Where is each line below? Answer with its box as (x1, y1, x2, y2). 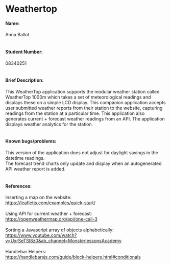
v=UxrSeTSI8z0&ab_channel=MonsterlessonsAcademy (5, 238, 121, 244)
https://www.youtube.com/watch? (5, 232, 77, 238)
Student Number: (5, 49, 43, 55)
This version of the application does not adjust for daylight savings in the (5, 150, 158, 156)
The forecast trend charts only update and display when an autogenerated (5, 160, 162, 166)
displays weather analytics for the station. (5, 121, 93, 127)
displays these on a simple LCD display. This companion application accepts (5, 99, 166, 105)
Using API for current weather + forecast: (5, 210, 92, 217)
